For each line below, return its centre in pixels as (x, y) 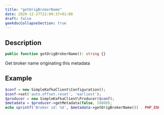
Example (19, 78)
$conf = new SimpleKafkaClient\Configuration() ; (55, 90)
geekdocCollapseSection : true (36, 23)
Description (23, 42)
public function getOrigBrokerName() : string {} (55, 54)
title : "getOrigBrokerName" (34, 9)
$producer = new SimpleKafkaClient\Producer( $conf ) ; (60, 99)
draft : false (18, 18)
